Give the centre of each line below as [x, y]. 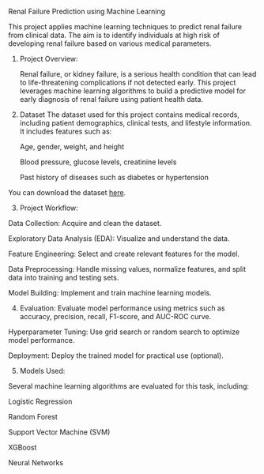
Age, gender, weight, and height [72, 147]
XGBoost [23, 447]
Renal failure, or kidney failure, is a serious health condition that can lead [138, 74]
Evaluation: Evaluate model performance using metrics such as [122, 308]
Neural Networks [36, 463]
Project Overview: [49, 59]
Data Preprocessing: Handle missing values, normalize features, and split [127, 269]
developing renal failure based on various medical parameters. [110, 43]
